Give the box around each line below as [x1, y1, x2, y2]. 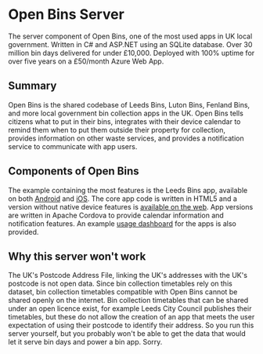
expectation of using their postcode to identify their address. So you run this [8, 320, 254, 330]
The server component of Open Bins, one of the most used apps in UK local [8, 31, 253, 41]
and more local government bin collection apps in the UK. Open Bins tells [8, 108, 244, 118]
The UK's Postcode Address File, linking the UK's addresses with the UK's [8, 271, 248, 280]
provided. [8, 227, 39, 236]
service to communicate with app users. [8, 141, 138, 151]
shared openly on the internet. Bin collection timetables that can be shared [8, 296, 249, 305]
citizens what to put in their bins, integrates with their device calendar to [8, 116, 241, 126]
